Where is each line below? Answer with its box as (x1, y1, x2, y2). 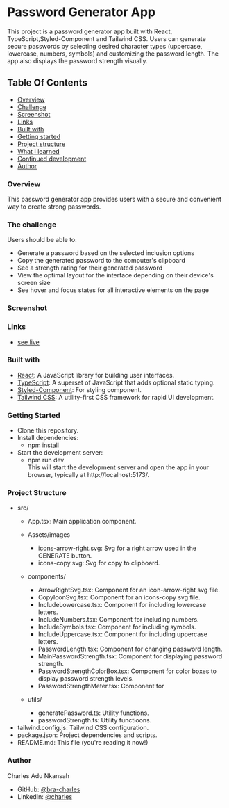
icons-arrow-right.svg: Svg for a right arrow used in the (37, 544, 196, 553)
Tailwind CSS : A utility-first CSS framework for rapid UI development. (17, 393, 215, 401)
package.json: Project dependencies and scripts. (17, 731, 158, 739)
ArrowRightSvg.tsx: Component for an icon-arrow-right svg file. (37, 585, 220, 595)
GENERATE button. (37, 551, 92, 560)
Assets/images (27, 531, 71, 539)
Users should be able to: (7, 236, 78, 244)
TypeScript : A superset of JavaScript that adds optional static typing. (17, 378, 215, 387)
